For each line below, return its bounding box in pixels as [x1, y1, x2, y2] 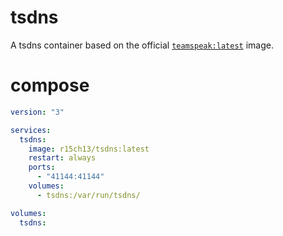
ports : [28, 162, 56, 173]
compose [10, 74, 90, 97]
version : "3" [10, 107, 65, 117]
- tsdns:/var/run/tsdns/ [36, 190, 141, 200]
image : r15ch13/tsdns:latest [28, 144, 150, 154]
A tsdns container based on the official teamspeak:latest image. [10, 39, 274, 51]
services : [10, 125, 52, 135]
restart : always [28, 153, 97, 163]
